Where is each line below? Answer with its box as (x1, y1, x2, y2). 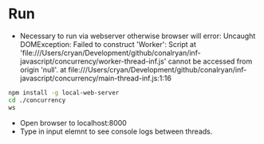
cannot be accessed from (167, 56, 253, 66)
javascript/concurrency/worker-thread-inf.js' (19, 56, 167, 66)
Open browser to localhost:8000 (19, 118, 128, 127)
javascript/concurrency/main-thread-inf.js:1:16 (19, 73, 171, 83)
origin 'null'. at (19, 64, 67, 74)
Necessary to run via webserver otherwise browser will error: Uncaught (19, 31, 256, 41)
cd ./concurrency (8, 96, 66, 104)
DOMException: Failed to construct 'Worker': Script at (19, 39, 197, 49)
